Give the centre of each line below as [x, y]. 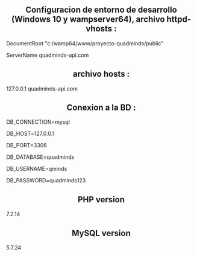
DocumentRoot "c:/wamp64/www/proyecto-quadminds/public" [85, 43]
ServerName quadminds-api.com [48, 55]
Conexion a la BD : [101, 108]
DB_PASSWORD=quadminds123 [46, 181]
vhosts [99, 29]
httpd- [179, 20]
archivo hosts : [101, 74]
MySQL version [101, 233]
